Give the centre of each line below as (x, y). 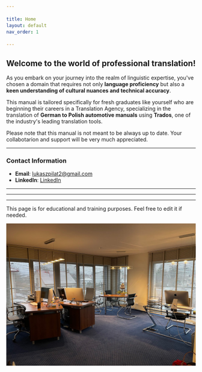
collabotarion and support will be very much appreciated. (77, 139)
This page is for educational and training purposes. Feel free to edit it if (94, 209)
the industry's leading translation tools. (54, 121)
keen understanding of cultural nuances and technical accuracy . (89, 90)
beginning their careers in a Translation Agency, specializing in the (89, 108)
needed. (17, 215)
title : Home (21, 19)
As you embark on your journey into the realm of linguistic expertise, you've (100, 78)
